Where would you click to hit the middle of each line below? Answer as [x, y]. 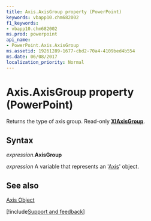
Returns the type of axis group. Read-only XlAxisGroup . [76, 122]
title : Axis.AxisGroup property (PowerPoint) [64, 12]
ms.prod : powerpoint [32, 34]
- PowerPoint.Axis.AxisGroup [43, 46]
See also [22, 185]
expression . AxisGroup [34, 155]
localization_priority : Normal [45, 62]
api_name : [19, 40]
